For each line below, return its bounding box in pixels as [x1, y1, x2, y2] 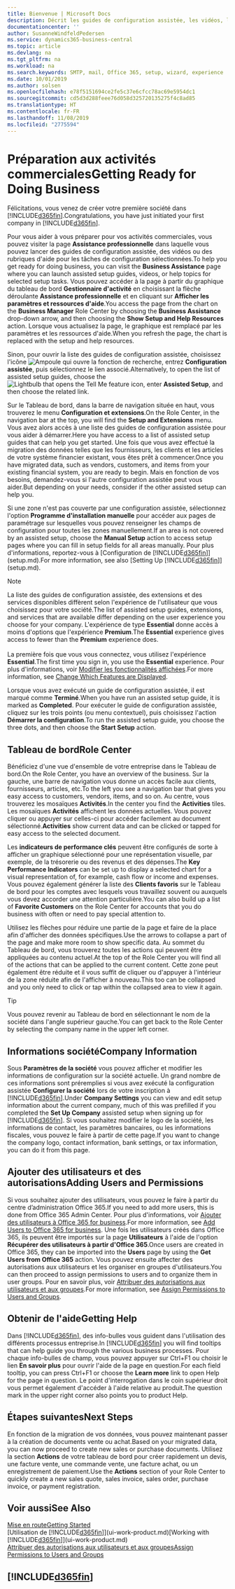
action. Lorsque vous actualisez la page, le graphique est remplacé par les [7, 322, 222, 330]
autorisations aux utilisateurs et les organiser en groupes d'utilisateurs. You [7, 1263, 222, 1271]
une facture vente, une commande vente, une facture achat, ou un [7, 1459, 199, 1468]
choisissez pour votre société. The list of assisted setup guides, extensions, [7, 605, 224, 614]
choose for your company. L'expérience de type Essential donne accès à [7, 621, 219, 629]
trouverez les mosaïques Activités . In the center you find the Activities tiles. [7, 799, 226, 808]
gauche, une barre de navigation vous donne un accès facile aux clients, [7, 777, 217, 785]
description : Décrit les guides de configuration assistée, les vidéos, [7, 17, 224, 24]
